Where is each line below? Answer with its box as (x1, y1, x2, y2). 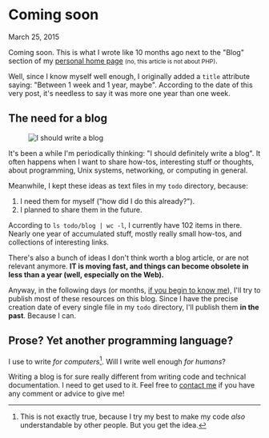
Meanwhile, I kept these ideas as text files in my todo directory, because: (8, 181, 248, 190)
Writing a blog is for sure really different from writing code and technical (8, 372, 247, 381)
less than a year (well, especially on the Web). (8, 269, 164, 279)
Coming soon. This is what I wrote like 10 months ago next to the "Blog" (8, 47, 244, 57)
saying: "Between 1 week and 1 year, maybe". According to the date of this (8, 80, 254, 90)
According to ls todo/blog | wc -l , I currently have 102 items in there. (8, 220, 243, 229)
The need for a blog (8, 112, 108, 125)
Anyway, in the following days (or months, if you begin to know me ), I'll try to (8, 285, 261, 295)
